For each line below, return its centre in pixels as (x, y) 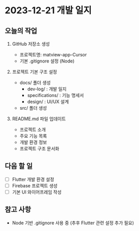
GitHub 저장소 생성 (31, 44)
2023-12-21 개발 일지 (48, 10)
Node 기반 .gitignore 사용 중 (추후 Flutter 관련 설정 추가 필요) (73, 223)
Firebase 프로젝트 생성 (35, 185)
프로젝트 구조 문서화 (39, 148)
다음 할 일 (19, 166)
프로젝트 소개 (33, 129)
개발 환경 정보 (33, 142)
